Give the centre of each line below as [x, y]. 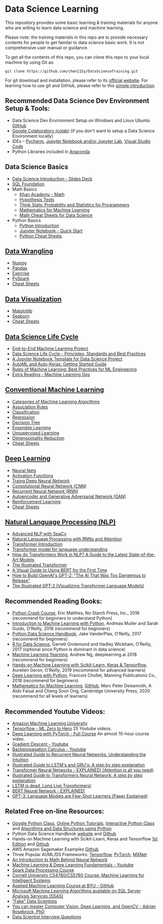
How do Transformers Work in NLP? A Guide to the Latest [70, 555]
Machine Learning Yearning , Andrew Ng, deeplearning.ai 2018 [74, 654]
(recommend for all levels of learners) [50, 696]
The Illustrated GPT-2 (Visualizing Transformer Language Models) [78, 586]
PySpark [21, 279]
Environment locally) [33, 136]
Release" [21, 581]
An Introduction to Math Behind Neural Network [60, 859]
